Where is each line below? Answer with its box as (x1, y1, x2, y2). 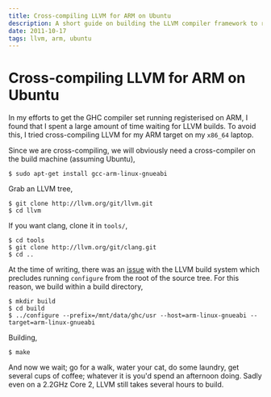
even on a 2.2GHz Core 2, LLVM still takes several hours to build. (8, 380, 224, 390)
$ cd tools (8, 236, 45, 244)
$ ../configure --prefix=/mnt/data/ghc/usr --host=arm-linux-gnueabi (8, 311, 248, 320)
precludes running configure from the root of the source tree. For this (8, 274, 240, 283)
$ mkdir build (8, 298, 56, 306)
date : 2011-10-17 (8, 27, 67, 35)
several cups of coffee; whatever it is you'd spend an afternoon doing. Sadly (8, 371, 262, 381)
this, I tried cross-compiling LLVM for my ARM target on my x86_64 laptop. (8, 130, 254, 140)
